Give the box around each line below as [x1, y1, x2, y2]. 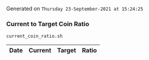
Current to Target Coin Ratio [6, 20, 90, 28]
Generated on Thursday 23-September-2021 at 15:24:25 [6, 5, 144, 12]
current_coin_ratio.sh [6, 33, 63, 39]
